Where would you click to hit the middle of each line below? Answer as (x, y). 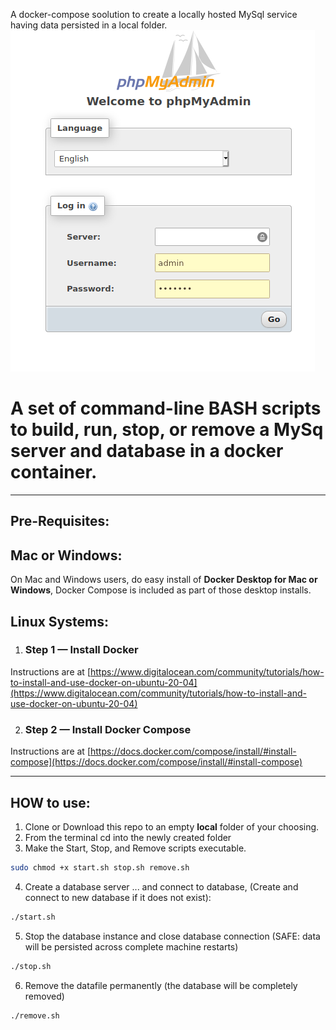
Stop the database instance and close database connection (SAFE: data (172, 936)
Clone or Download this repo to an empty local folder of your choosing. (172, 826)
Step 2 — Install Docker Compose (108, 729)
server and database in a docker (147, 451)
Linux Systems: (59, 621)
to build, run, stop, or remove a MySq (167, 430)
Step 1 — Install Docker (81, 650)
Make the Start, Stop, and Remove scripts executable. (135, 848)
